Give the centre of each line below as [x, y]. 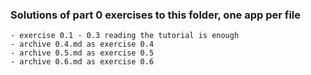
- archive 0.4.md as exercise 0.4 [82, 44]
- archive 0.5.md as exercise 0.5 [82, 53]
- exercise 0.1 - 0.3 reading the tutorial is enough [125, 36]
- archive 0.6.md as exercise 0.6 [82, 62]
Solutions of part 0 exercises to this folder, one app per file [156, 15]
